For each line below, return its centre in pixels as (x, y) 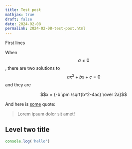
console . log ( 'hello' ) (28, 141)
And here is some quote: (30, 104)
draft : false (19, 19)
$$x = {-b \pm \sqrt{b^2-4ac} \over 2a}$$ (84, 94)
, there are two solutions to (33, 68)
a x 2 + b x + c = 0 (84, 77)
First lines (15, 43)
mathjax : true (20, 15)
